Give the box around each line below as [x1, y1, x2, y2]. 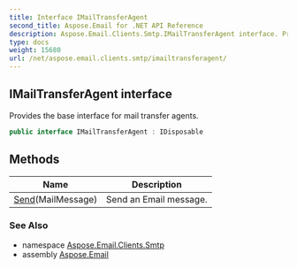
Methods [9, 152, 60, 167]
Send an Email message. [105, 193, 208, 205]
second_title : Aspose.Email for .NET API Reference [9, 21, 203, 30]
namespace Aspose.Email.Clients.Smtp [21, 240, 165, 250]
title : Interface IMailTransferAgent [9, 12, 148, 22]
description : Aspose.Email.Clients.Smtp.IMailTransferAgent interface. [9, 29, 278, 38]
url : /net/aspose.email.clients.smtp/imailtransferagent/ [9, 54, 227, 63]
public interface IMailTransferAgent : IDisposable [9, 127, 203, 136]
